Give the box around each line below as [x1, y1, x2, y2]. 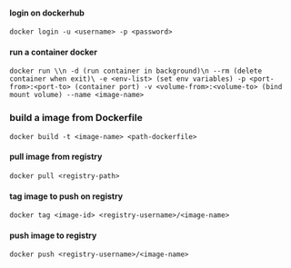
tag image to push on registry [9, 191, 124, 202]
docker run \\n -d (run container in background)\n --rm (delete [9, 66, 262, 76]
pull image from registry [9, 151, 103, 163]
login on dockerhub [9, 7, 85, 18]
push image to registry [9, 230, 97, 241]
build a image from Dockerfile [9, 112, 143, 124]
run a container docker [9, 46, 98, 57]
